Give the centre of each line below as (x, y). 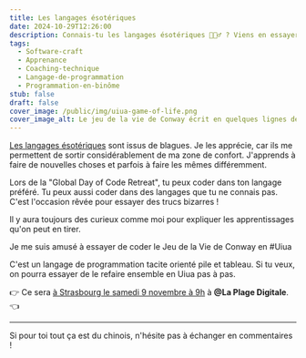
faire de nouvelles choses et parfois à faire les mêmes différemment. (138, 165)
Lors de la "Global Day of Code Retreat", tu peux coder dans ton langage (146, 182)
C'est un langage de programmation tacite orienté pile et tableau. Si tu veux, (153, 264)
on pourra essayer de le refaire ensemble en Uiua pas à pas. (122, 274)
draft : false (34, 102)
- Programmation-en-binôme (69, 86)
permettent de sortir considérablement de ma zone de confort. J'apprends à (153, 155)
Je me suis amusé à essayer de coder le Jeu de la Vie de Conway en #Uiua (151, 247)
